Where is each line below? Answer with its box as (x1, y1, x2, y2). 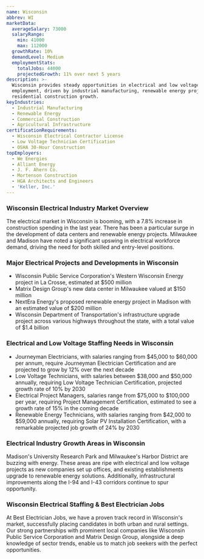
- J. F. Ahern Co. (12, 167, 59, 173)
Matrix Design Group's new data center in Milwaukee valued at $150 (15, 285, 186, 293)
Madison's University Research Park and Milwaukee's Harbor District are (6, 453, 188, 460)
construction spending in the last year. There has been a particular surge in (6, 224, 194, 231)
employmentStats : (12, 59, 56, 66)
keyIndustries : (6, 99, 45, 105)
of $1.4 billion (15, 324, 49, 331)
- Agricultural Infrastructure (12, 122, 91, 128)
